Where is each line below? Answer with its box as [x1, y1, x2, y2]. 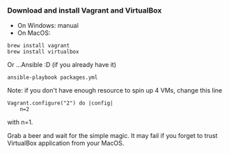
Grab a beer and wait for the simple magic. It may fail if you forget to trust [7, 132, 218, 140]
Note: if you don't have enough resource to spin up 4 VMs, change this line [7, 86, 223, 95]
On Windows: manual [17, 22, 79, 30]
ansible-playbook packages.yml [7, 74, 98, 82]
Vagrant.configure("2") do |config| [7, 100, 113, 107]
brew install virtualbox [7, 48, 79, 56]
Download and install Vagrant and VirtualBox [7, 6, 162, 15]
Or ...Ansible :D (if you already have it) [7, 61, 117, 69]
